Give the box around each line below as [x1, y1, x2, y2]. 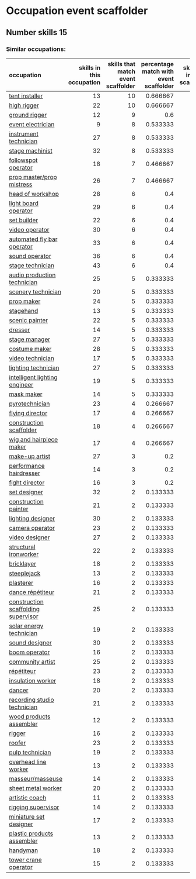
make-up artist [9, 452, 51, 460]
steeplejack [9, 569, 41, 577]
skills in [78, 63, 101, 71]
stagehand [9, 306, 38, 315]
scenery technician [9, 288, 62, 296]
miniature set [9, 812, 45, 821]
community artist [9, 657, 55, 666]
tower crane [9, 856, 42, 864]
